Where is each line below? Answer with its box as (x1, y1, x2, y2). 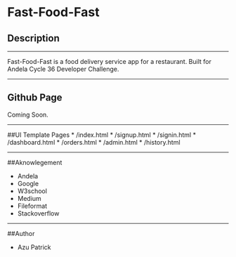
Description (7, 32, 60, 44)
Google (17, 179, 39, 187)
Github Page (7, 92, 63, 104)
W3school (17, 187, 48, 195)
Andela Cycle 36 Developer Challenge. (7, 65, 119, 73)
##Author (7, 229, 35, 237)
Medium (17, 194, 42, 202)
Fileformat (17, 202, 48, 210)
